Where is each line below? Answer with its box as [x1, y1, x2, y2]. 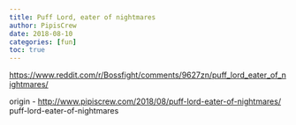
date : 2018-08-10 [9, 29, 73, 38]
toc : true [9, 46, 46, 55]
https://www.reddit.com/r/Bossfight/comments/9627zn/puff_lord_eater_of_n [9, 70, 287, 80]
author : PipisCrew [9, 21, 77, 30]
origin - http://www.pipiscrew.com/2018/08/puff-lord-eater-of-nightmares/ [9, 96, 281, 107]
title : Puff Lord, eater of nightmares [9, 12, 156, 22]
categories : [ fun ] [9, 37, 77, 47]
